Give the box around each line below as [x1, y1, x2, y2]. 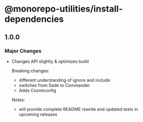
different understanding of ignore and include [18, 77, 110, 83]
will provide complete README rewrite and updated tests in [18, 106, 138, 112]
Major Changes [4, 47, 42, 54]
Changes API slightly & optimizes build [11, 58, 89, 64]
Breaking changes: [11, 68, 50, 74]
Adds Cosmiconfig [18, 87, 56, 93]
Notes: [11, 97, 25, 103]
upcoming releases [18, 111, 57, 117]
